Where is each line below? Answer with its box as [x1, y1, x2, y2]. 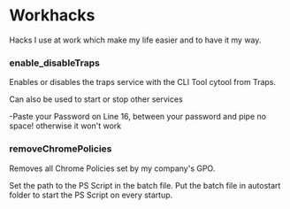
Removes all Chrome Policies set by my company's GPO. [9, 163, 216, 174]
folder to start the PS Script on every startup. [9, 190, 173, 200]
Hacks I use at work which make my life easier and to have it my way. [9, 35, 262, 45]
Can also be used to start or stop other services [9, 94, 183, 104]
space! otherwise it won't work [9, 120, 122, 131]
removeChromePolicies [9, 143, 112, 155]
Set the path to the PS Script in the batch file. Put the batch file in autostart [9, 180, 281, 190]
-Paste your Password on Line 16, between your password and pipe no [9, 112, 267, 122]
